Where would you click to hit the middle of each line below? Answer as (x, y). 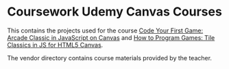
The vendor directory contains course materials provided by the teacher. (110, 57)
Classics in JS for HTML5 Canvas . (55, 45)
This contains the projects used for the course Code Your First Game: (105, 30)
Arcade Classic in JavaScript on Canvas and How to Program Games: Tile (111, 37)
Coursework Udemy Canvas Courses (115, 12)
